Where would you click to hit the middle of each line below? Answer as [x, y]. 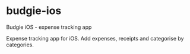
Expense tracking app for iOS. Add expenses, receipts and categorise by [95, 38]
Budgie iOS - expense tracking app [49, 27]
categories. [20, 45]
